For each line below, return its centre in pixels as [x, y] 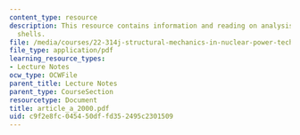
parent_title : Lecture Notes [63, 83]
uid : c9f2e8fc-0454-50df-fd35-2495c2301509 [92, 116]
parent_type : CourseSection [62, 91]
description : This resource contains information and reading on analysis [151, 26]
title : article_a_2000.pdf [59, 108]
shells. [32, 34]
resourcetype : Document [54, 100]
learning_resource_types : [57, 59]
